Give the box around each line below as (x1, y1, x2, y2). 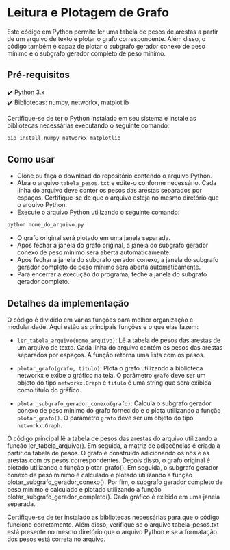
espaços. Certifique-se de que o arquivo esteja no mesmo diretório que (16, 193, 219, 202)
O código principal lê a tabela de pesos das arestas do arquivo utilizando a (7, 434, 218, 443)
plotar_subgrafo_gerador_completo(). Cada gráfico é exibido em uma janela (7, 492, 220, 501)
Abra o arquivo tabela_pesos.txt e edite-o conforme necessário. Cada (16, 179, 217, 187)
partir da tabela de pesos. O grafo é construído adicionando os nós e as (7, 449, 210, 457)
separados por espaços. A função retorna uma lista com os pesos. (16, 351, 205, 359)
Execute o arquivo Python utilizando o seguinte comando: (16, 208, 180, 217)
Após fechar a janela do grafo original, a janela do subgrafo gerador (16, 241, 209, 250)
